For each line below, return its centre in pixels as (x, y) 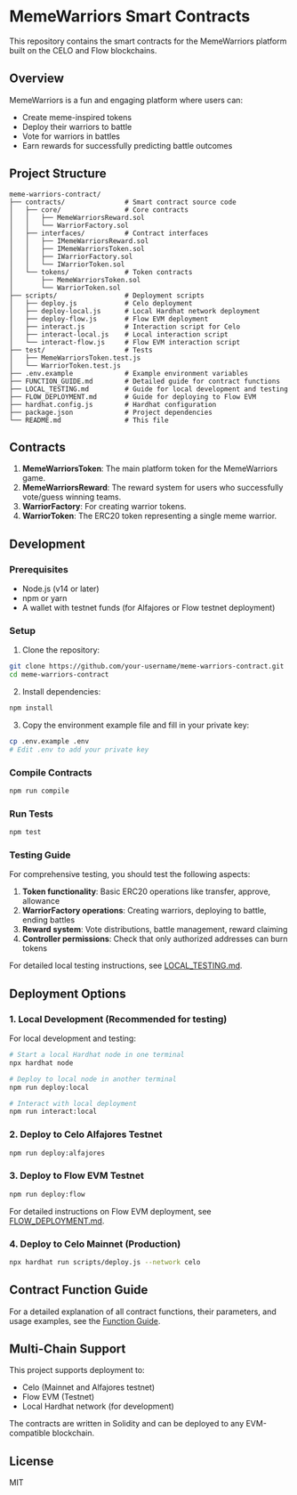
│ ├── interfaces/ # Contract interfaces (109, 233)
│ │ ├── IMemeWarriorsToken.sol (77, 248)
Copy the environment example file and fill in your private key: (136, 725)
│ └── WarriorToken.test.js (65, 366)
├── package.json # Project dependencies (111, 412)
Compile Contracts (51, 772)
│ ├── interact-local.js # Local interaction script (119, 334)
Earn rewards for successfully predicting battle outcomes (127, 145)
